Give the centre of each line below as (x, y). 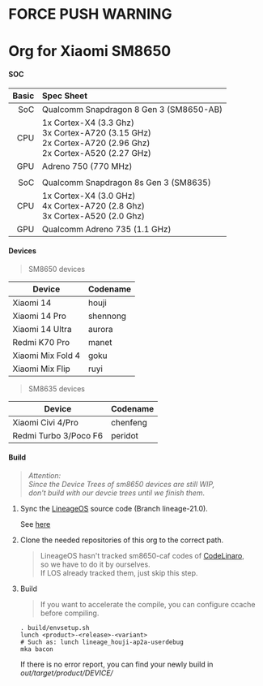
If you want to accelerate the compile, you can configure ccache (148, 604)
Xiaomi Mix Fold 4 (47, 356)
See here (35, 524)
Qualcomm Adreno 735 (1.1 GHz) (106, 229)
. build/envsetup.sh (55, 628)
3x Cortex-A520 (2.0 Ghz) (93, 216)
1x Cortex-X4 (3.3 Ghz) (88, 123)
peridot (125, 435)
